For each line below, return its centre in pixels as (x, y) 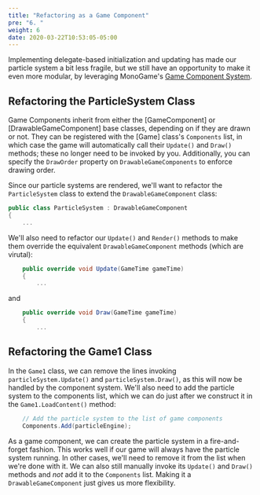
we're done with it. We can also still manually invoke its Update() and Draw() (130, 466)
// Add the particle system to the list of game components (123, 418)
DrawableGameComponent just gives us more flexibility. (92, 482)
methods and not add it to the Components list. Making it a (100, 474)
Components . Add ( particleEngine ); (77, 426)
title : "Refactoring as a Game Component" (79, 15)
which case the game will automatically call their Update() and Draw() (120, 145)
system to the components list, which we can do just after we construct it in (130, 396)
